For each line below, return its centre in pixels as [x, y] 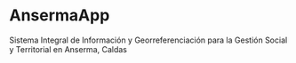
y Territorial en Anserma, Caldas [68, 49]
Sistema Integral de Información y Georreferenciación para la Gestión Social [148, 40]
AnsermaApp [60, 16]
